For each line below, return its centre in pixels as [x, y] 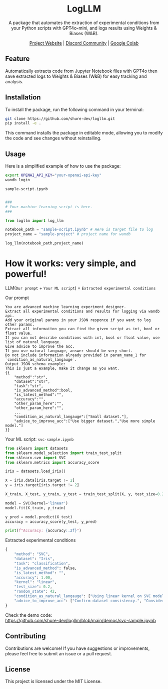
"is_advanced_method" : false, [46, 568]
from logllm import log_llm [34, 221]
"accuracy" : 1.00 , [33, 578]
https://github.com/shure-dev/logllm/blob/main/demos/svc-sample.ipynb [80, 620]
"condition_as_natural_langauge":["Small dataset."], [71, 417]
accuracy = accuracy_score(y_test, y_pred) [51, 522]
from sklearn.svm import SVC [35, 458]
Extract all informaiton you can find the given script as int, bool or [82, 329]
